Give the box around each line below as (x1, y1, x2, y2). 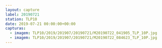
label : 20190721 (5, 12, 39, 17)
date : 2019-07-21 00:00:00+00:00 (5, 21, 76, 26)
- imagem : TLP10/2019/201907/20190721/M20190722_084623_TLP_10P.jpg (10, 35, 157, 40)
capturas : (5, 26, 26, 31)
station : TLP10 (5, 16, 37, 21)
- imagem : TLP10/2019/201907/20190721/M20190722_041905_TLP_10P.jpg (10, 30, 157, 35)
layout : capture (5, 7, 39, 12)
